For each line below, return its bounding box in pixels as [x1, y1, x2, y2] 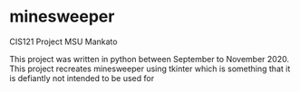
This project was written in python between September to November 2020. [9, 53, 290, 64]
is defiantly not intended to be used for [9, 72, 155, 83]
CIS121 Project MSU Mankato [9, 36, 118, 47]
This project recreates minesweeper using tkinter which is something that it [9, 63, 291, 74]
